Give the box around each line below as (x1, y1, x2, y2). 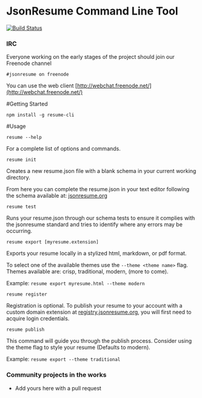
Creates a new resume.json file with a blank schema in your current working (6, 167, 197, 175)
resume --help (6, 135, 42, 141)
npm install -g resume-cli (6, 112, 75, 118)
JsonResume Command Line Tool (6, 4, 178, 18)
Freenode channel (6, 59, 52, 67)
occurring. (6, 228, 32, 235)
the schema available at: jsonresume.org (6, 192, 108, 200)
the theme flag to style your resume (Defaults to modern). (6, 344, 150, 351)
